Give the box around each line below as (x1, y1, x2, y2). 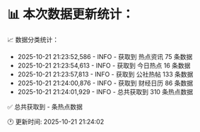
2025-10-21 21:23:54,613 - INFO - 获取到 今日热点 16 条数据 (17, 61, 191, 70)
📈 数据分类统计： (7, 35, 59, 44)
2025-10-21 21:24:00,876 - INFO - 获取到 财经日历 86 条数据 (17, 79, 193, 87)
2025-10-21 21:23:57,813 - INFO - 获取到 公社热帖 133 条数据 (17, 70, 194, 78)
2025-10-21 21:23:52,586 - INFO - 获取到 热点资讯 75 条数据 (17, 52, 193, 60)
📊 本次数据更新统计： (7, 6, 134, 22)
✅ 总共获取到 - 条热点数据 (7, 103, 83, 111)
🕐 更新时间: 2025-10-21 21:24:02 (7, 117, 105, 126)
